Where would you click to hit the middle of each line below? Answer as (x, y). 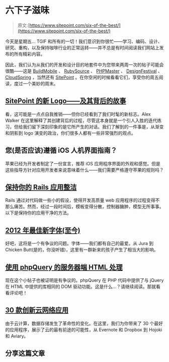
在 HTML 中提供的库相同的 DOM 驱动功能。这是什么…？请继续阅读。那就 (81, 286)
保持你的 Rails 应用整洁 (41, 187)
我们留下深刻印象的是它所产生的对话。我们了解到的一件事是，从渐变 (93, 127)
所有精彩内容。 (29, 54)
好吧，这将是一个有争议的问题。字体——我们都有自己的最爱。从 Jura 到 (79, 244)
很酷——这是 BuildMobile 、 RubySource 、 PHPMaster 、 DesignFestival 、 (84, 71)
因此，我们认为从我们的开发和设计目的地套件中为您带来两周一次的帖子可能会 (84, 65)
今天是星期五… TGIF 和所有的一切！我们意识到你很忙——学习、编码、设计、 (84, 41)
